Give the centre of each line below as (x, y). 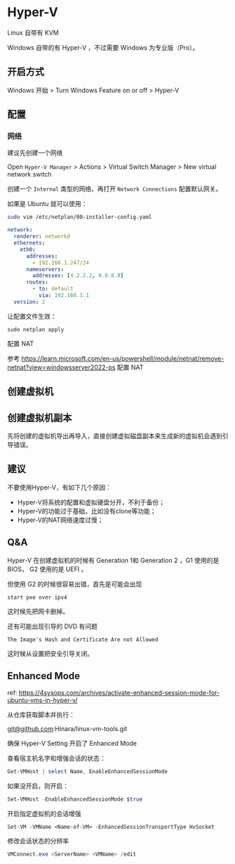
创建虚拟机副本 (40, 418)
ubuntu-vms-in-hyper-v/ (43, 700)
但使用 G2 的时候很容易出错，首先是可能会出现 (75, 584)
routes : (37, 282)
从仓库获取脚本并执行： (41, 715)
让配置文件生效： (32, 316)
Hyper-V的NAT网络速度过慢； (60, 520)
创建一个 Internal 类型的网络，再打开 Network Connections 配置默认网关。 (115, 189)
